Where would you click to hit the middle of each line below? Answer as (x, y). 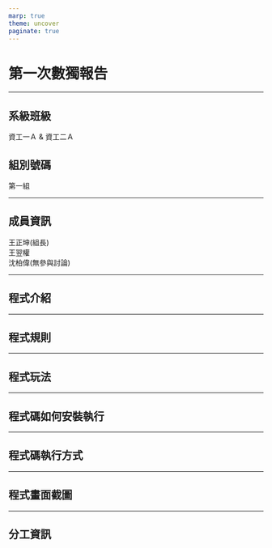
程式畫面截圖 (40, 495)
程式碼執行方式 (46, 455)
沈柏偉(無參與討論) (40, 262)
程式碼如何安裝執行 (56, 416)
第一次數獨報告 (58, 73)
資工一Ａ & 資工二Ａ (41, 137)
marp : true (27, 16)
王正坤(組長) (29, 242)
